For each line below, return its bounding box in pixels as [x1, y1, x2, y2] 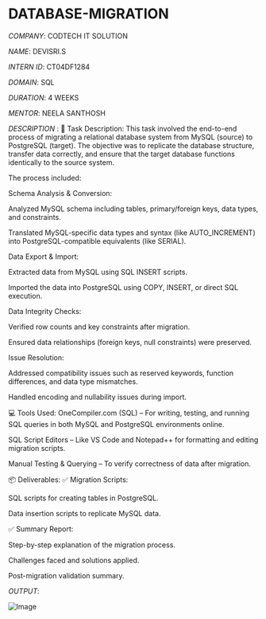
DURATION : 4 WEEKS [8, 92, 79, 102]
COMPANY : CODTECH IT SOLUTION [8, 31, 129, 41]
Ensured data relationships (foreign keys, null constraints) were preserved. [8, 337, 253, 347]
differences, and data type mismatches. [8, 376, 138, 386]
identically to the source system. [8, 157, 115, 167]
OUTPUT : [8, 586, 40, 596]
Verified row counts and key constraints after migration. [8, 322, 191, 331]
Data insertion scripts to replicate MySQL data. [8, 508, 161, 518]
